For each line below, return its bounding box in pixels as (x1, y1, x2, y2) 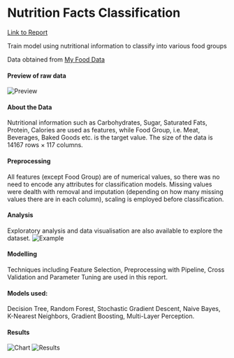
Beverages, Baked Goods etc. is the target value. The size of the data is (7, 133, 213, 142)
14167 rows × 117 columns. (7, 141, 84, 149)
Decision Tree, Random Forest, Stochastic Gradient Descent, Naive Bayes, (7, 305, 221, 313)
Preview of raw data (7, 71, 66, 80)
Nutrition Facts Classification (7, 5, 181, 21)
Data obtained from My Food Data (7, 55, 105, 64)
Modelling (7, 250, 37, 259)
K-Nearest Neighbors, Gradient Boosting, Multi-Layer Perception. (7, 312, 195, 320)
